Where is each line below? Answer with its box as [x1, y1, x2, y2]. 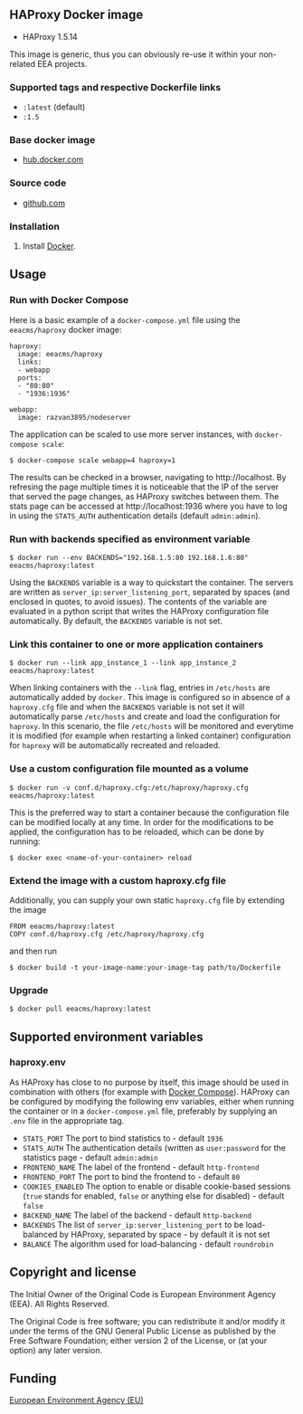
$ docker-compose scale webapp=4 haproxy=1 [9, 456, 176, 465]
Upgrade [9, 983, 49, 996]
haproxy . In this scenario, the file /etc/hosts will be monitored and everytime [9, 721, 294, 732]
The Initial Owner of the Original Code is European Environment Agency [9, 1288, 277, 1299]
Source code [9, 176, 67, 189]
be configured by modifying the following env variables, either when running [9, 1096, 295, 1106]
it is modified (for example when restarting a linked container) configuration [9, 730, 291, 741]
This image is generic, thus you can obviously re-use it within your [9, 49, 258, 60]
